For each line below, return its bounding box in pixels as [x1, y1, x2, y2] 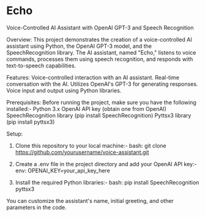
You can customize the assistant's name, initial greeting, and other [6, 197, 174, 204]
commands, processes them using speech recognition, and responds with [6, 55, 193, 63]
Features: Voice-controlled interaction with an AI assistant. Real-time [6, 74, 179, 81]
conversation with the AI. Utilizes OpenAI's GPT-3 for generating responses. [6, 80, 198, 88]
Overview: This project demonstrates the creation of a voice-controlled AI [6, 36, 192, 43]
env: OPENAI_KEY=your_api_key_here [15, 167, 110, 174]
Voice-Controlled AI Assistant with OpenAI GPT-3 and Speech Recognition [6, 24, 194, 31]
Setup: [6, 130, 23, 137]
